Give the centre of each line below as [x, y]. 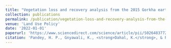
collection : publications [33, 14]
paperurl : [16, 33]
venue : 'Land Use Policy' [33, 24]
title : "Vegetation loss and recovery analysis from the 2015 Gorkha [81, 10]
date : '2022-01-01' [26, 28]
